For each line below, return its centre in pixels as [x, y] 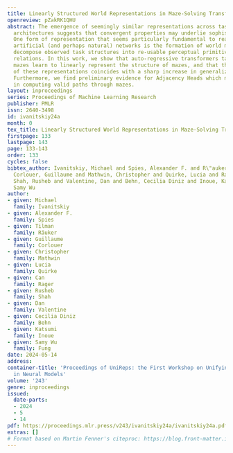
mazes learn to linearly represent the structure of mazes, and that [116, 65]
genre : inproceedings [38, 387]
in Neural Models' [40, 374]
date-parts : [31, 400]
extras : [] [23, 432]
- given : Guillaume [35, 239]
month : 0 [20, 123]
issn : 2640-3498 [31, 110]
